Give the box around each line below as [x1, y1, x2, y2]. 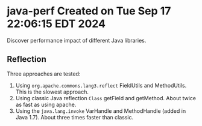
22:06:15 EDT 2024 [7, 17, 106, 31]
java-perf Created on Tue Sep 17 [7, 4, 171, 18]
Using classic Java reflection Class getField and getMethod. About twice [15, 94, 197, 101]
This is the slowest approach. [15, 88, 89, 95]
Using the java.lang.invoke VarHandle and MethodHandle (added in [15, 107, 186, 115]
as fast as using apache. [15, 101, 77, 108]
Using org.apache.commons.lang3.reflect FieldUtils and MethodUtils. [15, 82, 187, 89]
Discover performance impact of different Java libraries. [7, 37, 147, 44]
